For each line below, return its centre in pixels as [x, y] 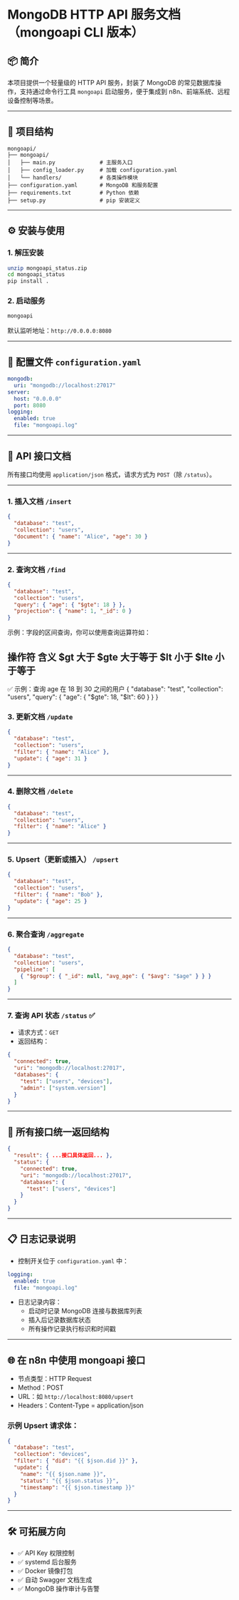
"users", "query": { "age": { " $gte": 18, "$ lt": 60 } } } [83, 697]
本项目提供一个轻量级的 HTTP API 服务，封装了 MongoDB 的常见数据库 [111, 82]
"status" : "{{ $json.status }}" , [70, 1481]
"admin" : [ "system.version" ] [63, 1088]
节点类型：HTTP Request [55, 1379]
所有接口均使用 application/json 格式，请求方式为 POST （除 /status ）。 [112, 474]
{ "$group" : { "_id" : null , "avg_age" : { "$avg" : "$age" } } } [116, 976]
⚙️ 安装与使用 [36, 231]
